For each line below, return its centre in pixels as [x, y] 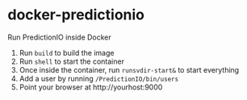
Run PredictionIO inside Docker [60, 37]
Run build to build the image [67, 52]
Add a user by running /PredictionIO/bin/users [99, 78]
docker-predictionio [76, 15]
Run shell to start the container [71, 61]
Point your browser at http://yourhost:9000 [91, 87]
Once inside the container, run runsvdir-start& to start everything [129, 69]
